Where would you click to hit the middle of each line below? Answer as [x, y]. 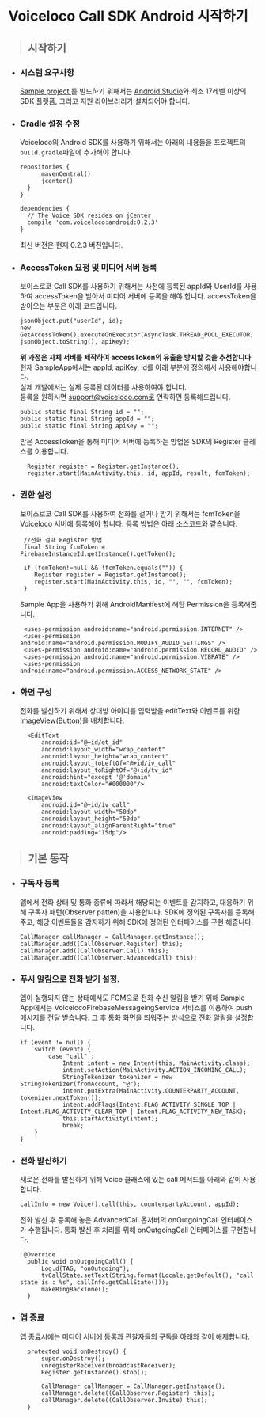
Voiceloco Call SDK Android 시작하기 [129, 16]
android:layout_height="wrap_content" [105, 757]
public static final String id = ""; [82, 412]
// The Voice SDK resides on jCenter [89, 216]
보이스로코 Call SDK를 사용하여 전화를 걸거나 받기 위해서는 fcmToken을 [130, 513]
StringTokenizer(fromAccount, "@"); [80, 1084]
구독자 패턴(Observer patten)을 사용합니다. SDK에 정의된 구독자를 [131, 912]
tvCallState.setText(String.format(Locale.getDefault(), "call [148, 1275]
